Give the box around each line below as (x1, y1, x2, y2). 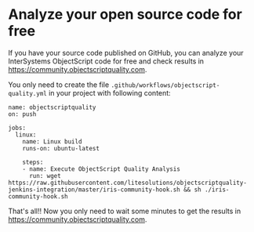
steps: (22, 158, 44, 166)
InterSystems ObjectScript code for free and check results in (8, 56, 205, 66)
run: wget (28, 172, 61, 179)
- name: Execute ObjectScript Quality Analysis (22, 165, 180, 173)
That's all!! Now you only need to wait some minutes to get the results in (8, 206, 241, 216)
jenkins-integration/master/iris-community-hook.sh (8, 186, 180, 194)
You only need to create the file (8, 80, 110, 89)
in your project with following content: (48, 88, 171, 97)
